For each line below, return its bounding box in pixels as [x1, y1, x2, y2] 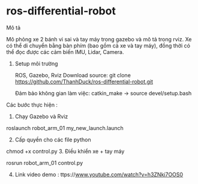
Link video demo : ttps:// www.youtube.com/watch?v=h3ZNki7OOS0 [14, 171, 184, 178]
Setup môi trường [14, 60, 58, 67]
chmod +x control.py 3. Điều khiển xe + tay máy [6, 147, 125, 155]
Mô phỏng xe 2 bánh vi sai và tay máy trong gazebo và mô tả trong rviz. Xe [6, 35, 192, 43]
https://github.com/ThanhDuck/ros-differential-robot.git [14, 78, 154, 85]
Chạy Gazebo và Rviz [14, 113, 68, 120]
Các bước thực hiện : [6, 101, 58, 108]
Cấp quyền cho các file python [14, 136, 91, 143]
